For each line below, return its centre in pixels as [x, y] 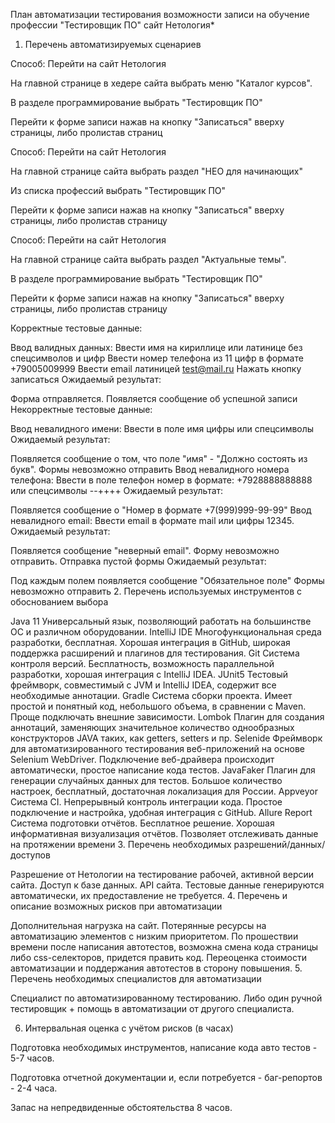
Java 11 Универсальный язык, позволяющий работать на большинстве [161, 621]
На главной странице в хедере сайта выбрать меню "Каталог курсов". [161, 83]
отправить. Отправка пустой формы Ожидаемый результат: [138, 561]
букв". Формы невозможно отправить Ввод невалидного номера [150, 469]
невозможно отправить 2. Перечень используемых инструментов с [156, 591]
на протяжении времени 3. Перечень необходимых [121, 844]
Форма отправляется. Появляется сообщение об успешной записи [154, 398]
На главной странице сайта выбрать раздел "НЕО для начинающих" [156, 171]
